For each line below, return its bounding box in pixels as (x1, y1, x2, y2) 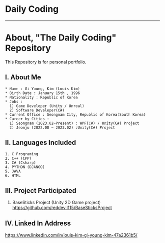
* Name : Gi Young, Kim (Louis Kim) (5, 86, 80, 91)
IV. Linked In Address (5, 219, 71, 227)
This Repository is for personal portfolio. (5, 59, 87, 65)
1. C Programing (5, 151, 38, 156)
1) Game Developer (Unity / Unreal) (9, 104, 84, 108)
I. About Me (5, 73, 41, 82)
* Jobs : (5, 99, 23, 104)
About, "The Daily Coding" (5, 32, 117, 43)
